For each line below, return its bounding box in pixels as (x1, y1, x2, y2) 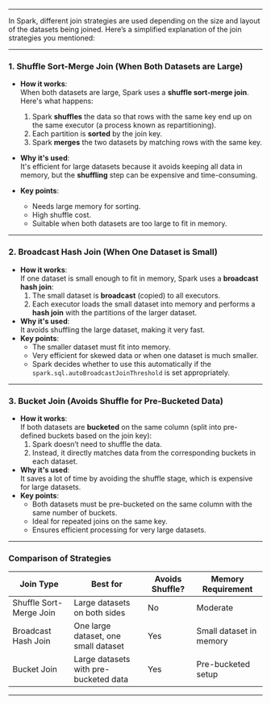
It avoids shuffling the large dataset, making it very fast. (19, 324, 206, 335)
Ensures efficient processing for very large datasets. (31, 525, 207, 535)
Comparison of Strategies (8, 552, 111, 564)
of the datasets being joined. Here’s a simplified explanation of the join (8, 25, 242, 34)
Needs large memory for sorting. (31, 202, 141, 211)
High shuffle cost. (31, 210, 91, 220)
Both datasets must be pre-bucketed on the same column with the (31, 499, 252, 509)
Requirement (202, 584, 253, 595)
